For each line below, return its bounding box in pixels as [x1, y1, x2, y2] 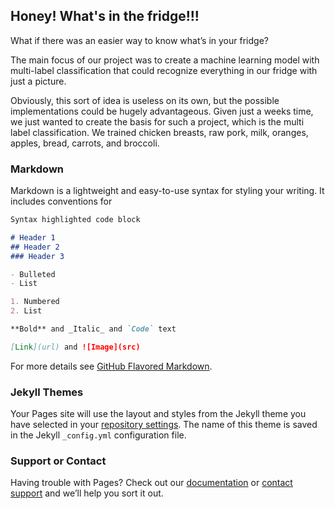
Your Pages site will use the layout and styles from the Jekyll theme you [10, 408, 307, 420]
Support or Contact [10, 454, 107, 468]
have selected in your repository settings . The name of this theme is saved [10, 419, 318, 431]
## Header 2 [10, 242, 60, 252]
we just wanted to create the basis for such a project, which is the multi [10, 115, 305, 128]
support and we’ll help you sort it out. [10, 487, 164, 499]
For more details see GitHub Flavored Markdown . [10, 360, 213, 372]
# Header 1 [10, 232, 56, 243]
